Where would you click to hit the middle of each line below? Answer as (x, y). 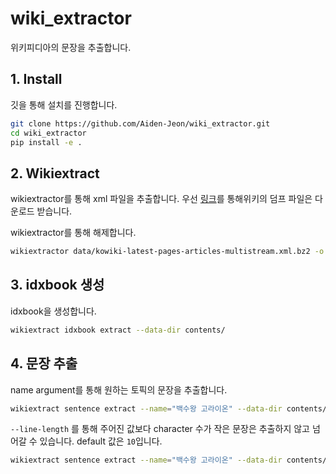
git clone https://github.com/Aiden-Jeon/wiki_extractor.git (140, 123)
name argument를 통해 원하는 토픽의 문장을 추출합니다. (119, 389)
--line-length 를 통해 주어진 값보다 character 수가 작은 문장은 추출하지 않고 (160, 429)
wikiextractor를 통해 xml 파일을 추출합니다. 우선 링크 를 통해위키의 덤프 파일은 (161, 199)
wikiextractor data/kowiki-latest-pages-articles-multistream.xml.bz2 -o (167, 252)
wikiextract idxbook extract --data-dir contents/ (118, 330)
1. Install (36, 79)
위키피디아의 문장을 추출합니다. (71, 47)
